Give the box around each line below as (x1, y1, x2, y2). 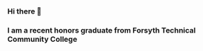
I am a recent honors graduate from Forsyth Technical (7, 25, 196, 35)
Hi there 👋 (7, 6, 42, 16)
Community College (7, 34, 78, 44)
